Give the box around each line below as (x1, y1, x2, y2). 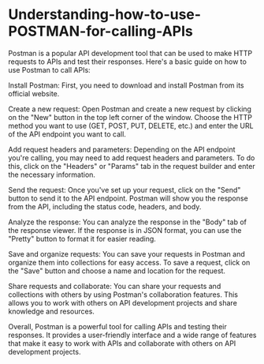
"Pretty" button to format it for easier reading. (8, 234, 156, 243)
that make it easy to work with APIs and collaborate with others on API (8, 338, 236, 348)
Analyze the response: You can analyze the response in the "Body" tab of (8, 217, 247, 227)
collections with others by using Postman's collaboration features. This (8, 290, 239, 299)
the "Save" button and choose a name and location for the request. (8, 266, 226, 276)
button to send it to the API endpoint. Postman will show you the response (8, 193, 248, 203)
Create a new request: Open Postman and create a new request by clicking (8, 104, 252, 114)
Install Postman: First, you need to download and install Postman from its (8, 81, 244, 90)
